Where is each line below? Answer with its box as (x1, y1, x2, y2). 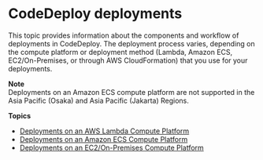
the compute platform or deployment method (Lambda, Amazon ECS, (8, 47, 233, 56)
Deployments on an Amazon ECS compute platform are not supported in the (8, 87, 255, 96)
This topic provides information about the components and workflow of (8, 31, 239, 40)
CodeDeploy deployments (8, 5, 183, 23)
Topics (8, 111, 31, 120)
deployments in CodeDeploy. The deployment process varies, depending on (8, 38, 256, 48)
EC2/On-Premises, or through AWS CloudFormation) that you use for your (8, 56, 248, 65)
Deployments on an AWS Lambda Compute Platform (19, 126, 190, 136)
